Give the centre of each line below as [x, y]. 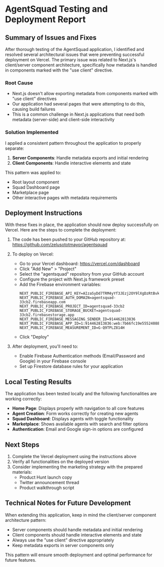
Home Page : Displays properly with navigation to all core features [78, 409]
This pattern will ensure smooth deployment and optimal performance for [79, 555]
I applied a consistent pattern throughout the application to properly [73, 143]
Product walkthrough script [47, 488]
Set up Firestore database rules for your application [71, 366]
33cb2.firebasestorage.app [47, 315]
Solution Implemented [32, 132]
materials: [22, 472]
